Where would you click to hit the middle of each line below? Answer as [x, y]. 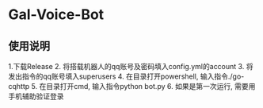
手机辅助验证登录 [36, 96]
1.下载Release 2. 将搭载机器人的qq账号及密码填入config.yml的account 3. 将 [131, 66]
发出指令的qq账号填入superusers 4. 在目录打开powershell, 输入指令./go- [126, 76]
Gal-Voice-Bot [56, 15]
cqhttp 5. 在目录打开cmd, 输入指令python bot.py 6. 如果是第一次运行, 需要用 [132, 86]
